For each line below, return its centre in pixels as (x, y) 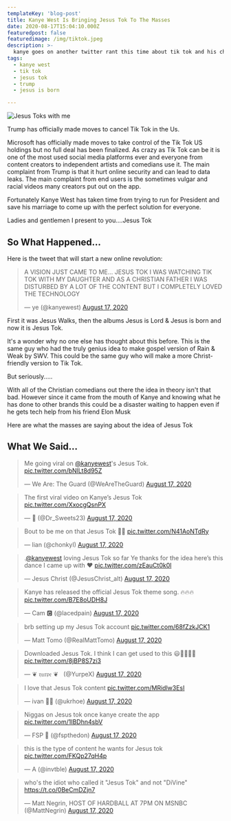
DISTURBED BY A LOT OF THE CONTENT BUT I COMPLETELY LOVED (123, 286)
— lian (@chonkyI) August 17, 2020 (74, 544)
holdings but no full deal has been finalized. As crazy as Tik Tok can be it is (114, 150)
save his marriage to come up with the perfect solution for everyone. (104, 207)
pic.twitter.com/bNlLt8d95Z (63, 470)
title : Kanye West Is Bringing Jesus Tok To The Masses (89, 20)
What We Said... (42, 447)
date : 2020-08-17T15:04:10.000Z (53, 26)
